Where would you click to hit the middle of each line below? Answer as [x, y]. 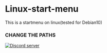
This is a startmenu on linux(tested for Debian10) [54, 22]
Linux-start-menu [42, 9]
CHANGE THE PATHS [30, 35]
